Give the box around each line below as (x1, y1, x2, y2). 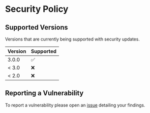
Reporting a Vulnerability (5, 89, 84, 97)
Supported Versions (5, 23, 68, 32)
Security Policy (5, 3, 69, 15)
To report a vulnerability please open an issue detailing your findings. (5, 102, 146, 108)
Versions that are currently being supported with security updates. (5, 36, 140, 42)
